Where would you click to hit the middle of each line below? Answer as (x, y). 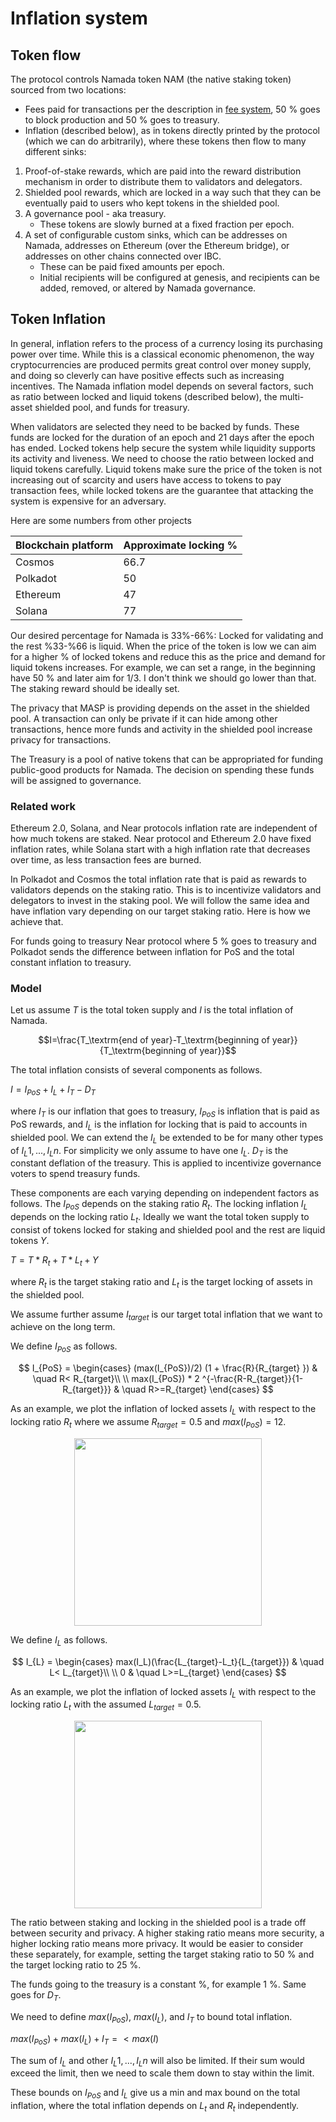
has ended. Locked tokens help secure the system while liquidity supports (163, 448)
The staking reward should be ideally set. (95, 688)
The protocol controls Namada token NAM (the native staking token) (151, 79)
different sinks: (55, 151)
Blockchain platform (64, 545)
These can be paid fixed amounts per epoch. (132, 266)
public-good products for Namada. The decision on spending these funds (162, 769)
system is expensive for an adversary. (88, 501)
